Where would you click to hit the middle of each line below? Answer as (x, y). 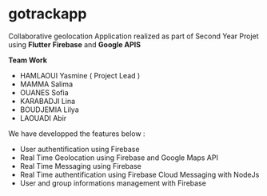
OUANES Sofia (44, 92)
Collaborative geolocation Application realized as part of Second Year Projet (133, 36)
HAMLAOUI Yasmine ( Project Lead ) (80, 75)
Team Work (28, 60)
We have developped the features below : (77, 134)
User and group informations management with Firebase (113, 183)
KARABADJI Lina (48, 101)
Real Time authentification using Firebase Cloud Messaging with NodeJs (139, 174)
